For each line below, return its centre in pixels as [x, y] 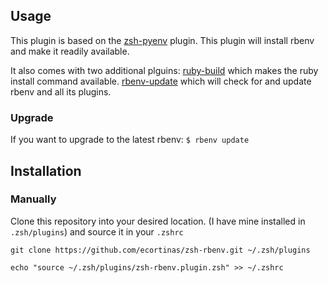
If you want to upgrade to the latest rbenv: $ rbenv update [130, 140]
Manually [33, 199]
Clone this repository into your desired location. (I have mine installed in [158, 221]
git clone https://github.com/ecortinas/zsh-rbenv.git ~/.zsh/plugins [160, 250]
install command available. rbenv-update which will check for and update [161, 81]
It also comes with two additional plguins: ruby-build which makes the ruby [164, 70]
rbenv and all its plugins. [61, 91]
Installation [46, 170]
